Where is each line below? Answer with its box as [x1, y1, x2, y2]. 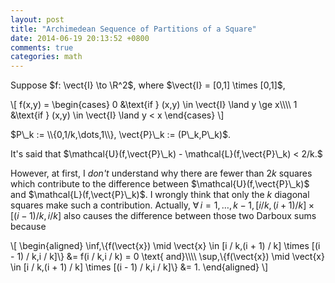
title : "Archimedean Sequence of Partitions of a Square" [10, 24, 257, 34]
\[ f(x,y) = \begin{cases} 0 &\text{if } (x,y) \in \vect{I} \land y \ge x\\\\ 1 [10, 99, 298, 111]
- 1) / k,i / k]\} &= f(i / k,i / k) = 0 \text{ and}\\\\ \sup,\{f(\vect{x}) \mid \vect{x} [10, 251, 325, 263]
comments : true [10, 42, 74, 53]
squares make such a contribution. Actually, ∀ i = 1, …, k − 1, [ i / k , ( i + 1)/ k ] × [10, 199, 315, 211]
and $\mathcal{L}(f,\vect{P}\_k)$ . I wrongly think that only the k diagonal [10, 189, 310, 201]
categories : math [10, 52, 83, 62]
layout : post [10, 14, 65, 25]
